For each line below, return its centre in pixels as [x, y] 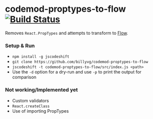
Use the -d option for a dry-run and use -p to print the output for [77, 72]
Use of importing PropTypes [41, 111]
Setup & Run [20, 46]
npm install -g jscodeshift [41, 57]
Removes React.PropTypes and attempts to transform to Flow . [67, 33]
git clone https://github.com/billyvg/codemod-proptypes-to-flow [80, 62]
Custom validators [31, 100]
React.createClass [31, 106]
